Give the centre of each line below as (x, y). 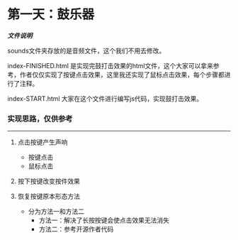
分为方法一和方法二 (56, 212)
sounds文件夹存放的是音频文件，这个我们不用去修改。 (86, 50)
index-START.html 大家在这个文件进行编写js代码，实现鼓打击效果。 (105, 98)
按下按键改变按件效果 (49, 181)
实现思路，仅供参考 (40, 119)
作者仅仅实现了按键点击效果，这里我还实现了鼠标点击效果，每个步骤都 (122, 75)
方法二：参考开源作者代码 (76, 229)
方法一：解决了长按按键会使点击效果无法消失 (104, 220)
